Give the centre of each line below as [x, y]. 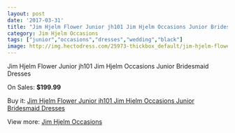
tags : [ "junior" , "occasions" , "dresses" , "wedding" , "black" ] [95, 40]
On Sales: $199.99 [34, 87]
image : [17, 46]
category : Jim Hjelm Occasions [53, 33]
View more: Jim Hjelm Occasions [55, 122]
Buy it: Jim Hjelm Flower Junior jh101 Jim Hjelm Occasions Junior [101, 101]
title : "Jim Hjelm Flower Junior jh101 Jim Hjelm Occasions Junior [108, 27]
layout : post [26, 14]
